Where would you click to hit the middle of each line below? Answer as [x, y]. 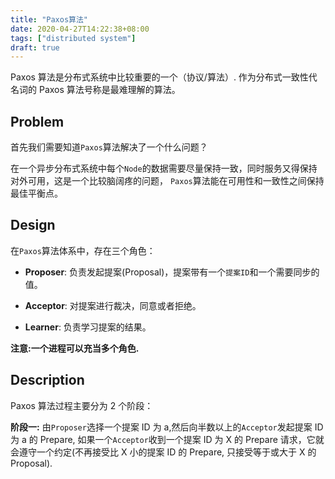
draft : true [35, 47]
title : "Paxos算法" [49, 19]
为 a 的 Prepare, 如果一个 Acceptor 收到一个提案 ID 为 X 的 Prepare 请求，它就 [167, 439]
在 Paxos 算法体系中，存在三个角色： [83, 250]
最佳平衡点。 [36, 193]
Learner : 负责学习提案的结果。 [88, 327]
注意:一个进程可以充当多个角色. [75, 348]
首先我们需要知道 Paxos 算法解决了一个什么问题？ [109, 147]
